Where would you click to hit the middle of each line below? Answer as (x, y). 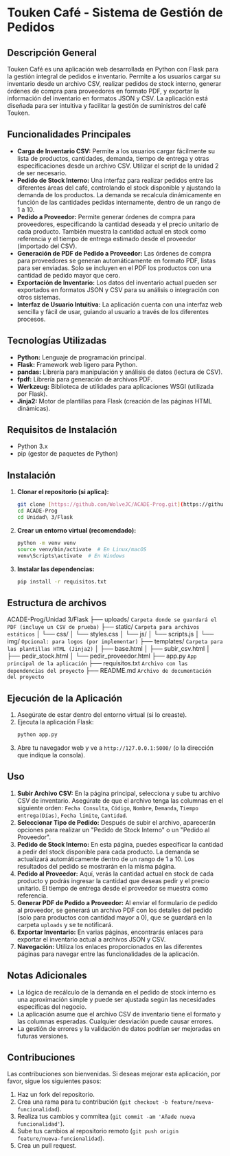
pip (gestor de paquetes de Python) (67, 454)
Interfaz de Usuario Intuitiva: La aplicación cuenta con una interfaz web (119, 304)
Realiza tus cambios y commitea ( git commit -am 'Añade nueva (106, 1116)
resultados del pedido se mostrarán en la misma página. (96, 866)
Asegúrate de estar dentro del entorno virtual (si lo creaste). (102, 715)
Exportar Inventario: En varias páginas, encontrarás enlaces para (110, 932)
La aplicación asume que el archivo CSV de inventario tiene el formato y (119, 1014)
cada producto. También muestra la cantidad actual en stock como (112, 231)
